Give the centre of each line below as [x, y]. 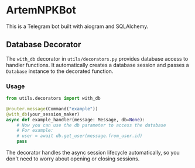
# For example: [35, 131]
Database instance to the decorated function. [60, 71]
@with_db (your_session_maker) [43, 114]
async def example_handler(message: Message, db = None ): [76, 120]
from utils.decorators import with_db [53, 99]
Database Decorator [44, 45]
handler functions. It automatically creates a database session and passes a [97, 65]
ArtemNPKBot [41, 10]
